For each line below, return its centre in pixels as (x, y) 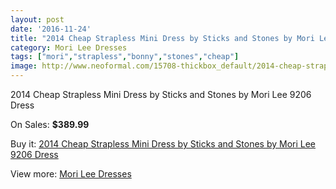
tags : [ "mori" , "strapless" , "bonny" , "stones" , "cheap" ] (125, 57)
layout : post (37, 19)
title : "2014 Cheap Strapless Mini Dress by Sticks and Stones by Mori (162, 38)
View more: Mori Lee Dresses (71, 174)
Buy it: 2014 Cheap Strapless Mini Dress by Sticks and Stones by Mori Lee (163, 144)
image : (24, 66)
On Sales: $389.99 (50, 124)
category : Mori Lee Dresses (69, 47)
